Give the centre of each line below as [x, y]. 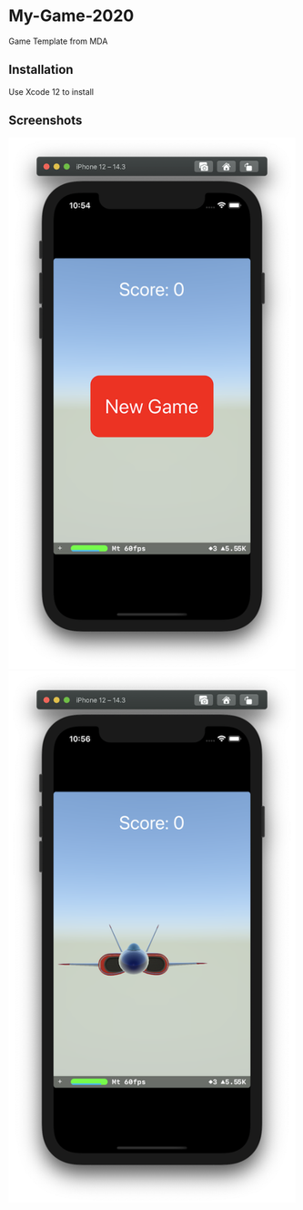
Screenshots [45, 121]
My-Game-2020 [71, 16]
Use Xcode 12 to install [51, 91]
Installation [41, 70]
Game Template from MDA [58, 41]
